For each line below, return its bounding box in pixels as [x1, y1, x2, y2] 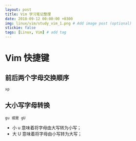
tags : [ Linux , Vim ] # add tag [5, 30, 67, 35]
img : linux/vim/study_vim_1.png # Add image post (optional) [5, 21, 132, 26]
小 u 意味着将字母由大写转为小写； [12, 124, 81, 130]
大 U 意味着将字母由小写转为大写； [12, 131, 82, 137]
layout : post [5, 7, 32, 12]
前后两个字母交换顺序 [5, 73, 69, 82]
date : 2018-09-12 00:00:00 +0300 [5, 16, 73, 21]
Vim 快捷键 [5, 52, 50, 64]
